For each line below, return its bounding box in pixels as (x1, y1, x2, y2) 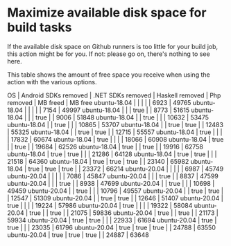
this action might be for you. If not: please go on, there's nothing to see (7, 50, 210, 58)
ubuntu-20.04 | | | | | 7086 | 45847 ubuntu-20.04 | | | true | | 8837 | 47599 (7, 171, 219, 180)
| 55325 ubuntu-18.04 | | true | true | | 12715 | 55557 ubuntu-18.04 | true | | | (7, 128, 223, 136)
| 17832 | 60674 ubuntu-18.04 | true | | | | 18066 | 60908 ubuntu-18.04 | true (7, 135, 224, 143)
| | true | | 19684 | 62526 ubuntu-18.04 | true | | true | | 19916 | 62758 (7, 142, 203, 151)
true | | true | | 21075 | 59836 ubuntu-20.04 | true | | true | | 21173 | (29, 209, 219, 217)
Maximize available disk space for (7, 5, 207, 21)
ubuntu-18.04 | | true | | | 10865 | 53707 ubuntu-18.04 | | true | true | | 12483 (7, 120, 224, 129)
